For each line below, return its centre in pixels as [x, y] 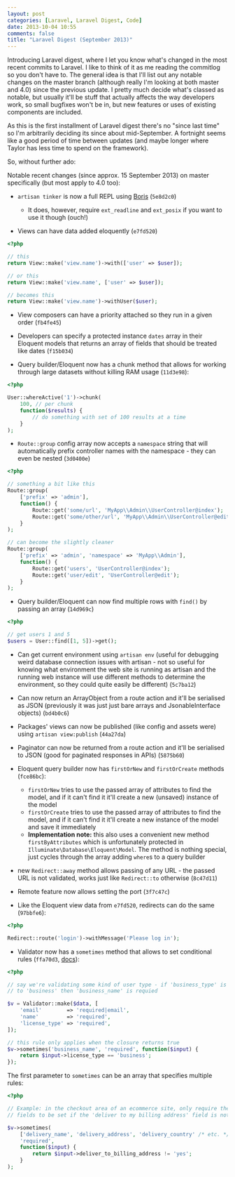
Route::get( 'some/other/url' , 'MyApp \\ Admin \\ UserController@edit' [133, 517]
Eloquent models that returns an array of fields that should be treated [117, 343]
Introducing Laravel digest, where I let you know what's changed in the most [117, 60]
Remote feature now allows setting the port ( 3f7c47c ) [93, 891]
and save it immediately [62, 827]
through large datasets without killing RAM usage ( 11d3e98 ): [103, 372]
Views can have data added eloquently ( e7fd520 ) [87, 231]
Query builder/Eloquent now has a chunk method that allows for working [122, 364]
